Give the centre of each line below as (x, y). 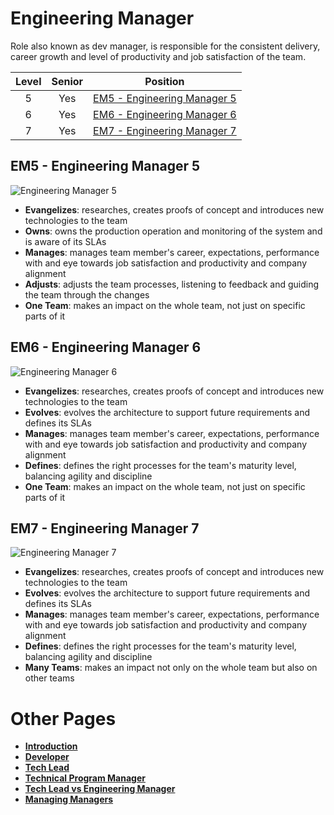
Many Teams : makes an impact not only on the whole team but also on (171, 668)
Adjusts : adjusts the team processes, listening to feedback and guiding (172, 284)
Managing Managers (69, 799)
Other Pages (63, 718)
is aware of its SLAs (65, 241)
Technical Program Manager (85, 778)
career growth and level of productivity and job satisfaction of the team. (158, 56)
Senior (67, 81)
